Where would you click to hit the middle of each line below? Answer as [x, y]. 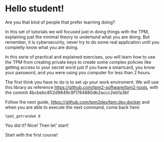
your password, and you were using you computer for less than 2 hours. [78, 72]
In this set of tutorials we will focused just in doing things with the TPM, [77, 31]
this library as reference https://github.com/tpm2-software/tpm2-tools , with [82, 87]
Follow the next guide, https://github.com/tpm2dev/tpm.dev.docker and [77, 102]
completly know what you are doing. [42, 47]
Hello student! [35, 9]
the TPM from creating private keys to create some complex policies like [78, 62]
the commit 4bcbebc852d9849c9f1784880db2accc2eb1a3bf [67, 92]
